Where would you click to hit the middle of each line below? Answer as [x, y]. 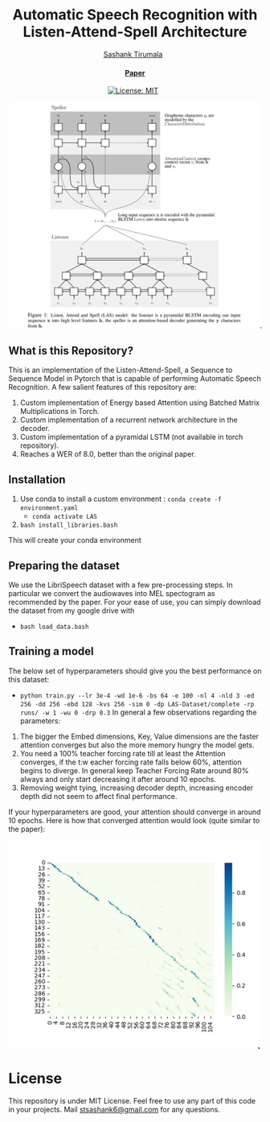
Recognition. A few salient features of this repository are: [102, 387]
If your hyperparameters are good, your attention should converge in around [135, 812]
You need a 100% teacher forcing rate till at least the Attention [123, 753]
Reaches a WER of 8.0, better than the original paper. [108, 454]
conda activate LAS [65, 517]
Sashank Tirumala [133, 54]
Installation [37, 480]
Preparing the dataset [64, 565]
